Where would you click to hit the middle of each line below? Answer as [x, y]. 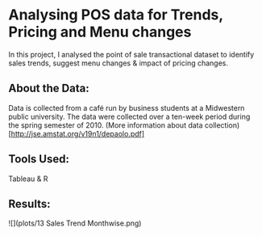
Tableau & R [28, 179]
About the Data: [49, 88]
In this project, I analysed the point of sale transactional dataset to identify [131, 54]
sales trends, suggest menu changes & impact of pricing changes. [118, 63]
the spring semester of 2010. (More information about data [106, 125]
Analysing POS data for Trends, [116, 15]
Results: [29, 204]
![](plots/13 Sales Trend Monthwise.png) [75, 223]
